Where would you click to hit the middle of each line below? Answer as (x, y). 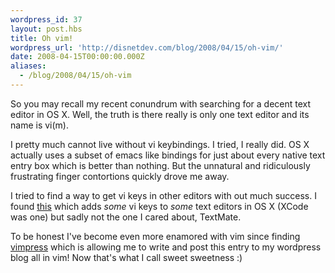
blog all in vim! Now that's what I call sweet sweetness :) (126, 257)
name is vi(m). (39, 125)
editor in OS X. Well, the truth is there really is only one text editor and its (160, 114)
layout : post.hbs (46, 29)
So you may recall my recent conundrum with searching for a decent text (161, 103)
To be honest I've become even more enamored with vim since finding (155, 236)
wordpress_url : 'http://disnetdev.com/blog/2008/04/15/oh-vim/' (147, 47)
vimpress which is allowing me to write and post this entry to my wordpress (166, 247)
